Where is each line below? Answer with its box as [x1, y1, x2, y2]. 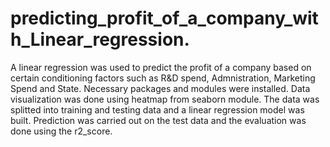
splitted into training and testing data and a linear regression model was [10, 103, 305, 116]
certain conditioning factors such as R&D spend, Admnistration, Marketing [10, 72, 316, 84]
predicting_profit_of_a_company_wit [10, 7, 319, 30]
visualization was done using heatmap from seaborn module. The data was [10, 93, 320, 105]
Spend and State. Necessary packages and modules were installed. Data [10, 82, 311, 94]
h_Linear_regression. [10, 28, 190, 51]
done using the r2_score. [10, 125, 113, 137]
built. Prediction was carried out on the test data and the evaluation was [10, 114, 307, 126]
